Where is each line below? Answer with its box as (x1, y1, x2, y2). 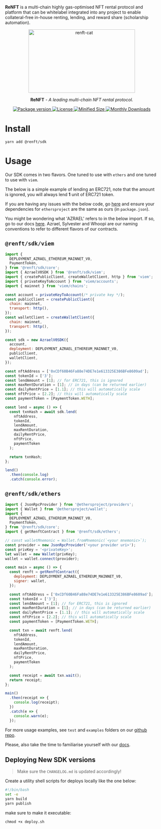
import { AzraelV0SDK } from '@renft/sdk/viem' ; (5, 270, 106, 275)
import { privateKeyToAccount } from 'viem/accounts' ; (5, 279, 119, 284)
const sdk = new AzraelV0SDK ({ (5, 337, 69, 342)
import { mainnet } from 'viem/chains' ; (5, 283, 89, 288)
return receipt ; (9, 677, 42, 682)
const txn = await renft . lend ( (9, 628, 73, 633)
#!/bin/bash (5, 788, 29, 792)
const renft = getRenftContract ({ (9, 570, 79, 574)
